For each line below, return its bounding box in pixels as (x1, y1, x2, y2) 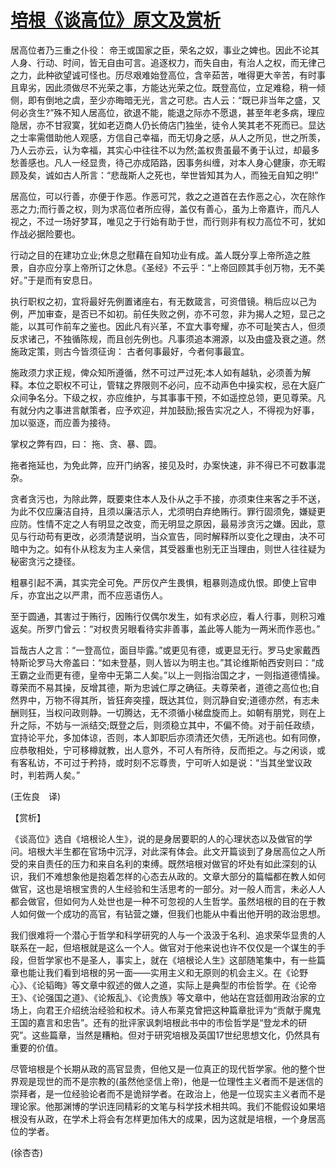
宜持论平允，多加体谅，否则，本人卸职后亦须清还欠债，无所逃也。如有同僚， (10, 731, 326, 743)
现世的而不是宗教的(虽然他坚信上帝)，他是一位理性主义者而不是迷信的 (36, 1075, 324, 1087)
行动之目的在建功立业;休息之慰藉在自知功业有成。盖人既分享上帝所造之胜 (10, 249, 312, 261)
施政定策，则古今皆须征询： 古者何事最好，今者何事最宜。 (10, 345, 250, 357)
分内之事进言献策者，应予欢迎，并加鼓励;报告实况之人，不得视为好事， (27, 404, 320, 416)
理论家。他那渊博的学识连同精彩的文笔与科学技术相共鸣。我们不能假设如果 (10, 1100, 317, 1112)
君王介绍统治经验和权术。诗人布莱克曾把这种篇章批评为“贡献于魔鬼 (44, 1004, 322, 1016)
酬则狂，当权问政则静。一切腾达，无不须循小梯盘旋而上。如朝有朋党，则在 (10, 706, 317, 718)
